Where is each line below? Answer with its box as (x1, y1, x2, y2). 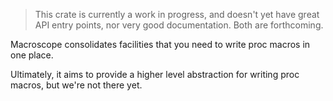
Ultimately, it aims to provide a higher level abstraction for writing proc (10, 69, 300, 80)
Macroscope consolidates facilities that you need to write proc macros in (10, 39, 311, 50)
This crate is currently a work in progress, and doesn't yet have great (34, 9, 320, 20)
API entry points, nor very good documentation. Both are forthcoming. (34, 19, 324, 31)
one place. (10, 49, 54, 61)
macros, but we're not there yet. (10, 79, 143, 91)
